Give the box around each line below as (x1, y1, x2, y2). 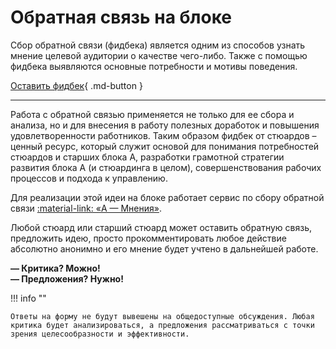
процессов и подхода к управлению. (10, 172, 168, 184)
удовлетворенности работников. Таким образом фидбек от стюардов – (10, 129, 317, 141)
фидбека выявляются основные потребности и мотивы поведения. (10, 60, 298, 72)
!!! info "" (10, 292, 47, 304)
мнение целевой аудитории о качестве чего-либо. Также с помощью (10, 49, 308, 61)
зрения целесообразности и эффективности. (10, 329, 190, 339)
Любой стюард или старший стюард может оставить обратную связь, (10, 221, 313, 233)
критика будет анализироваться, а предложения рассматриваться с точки (10, 320, 315, 330)
